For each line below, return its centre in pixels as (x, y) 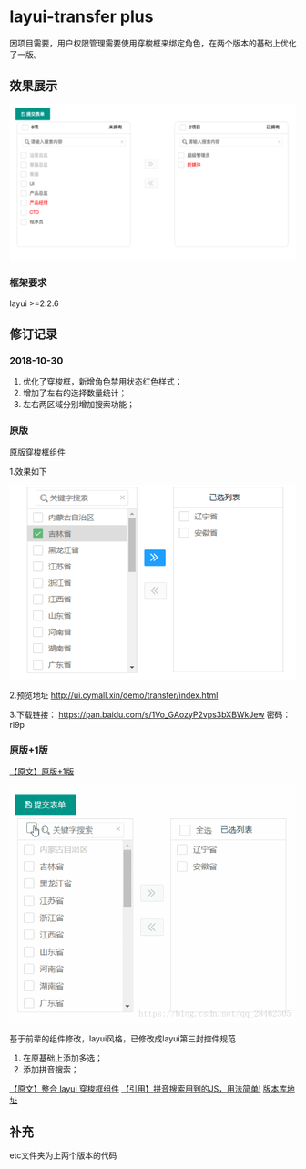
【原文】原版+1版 (42, 772)
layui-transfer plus (82, 17)
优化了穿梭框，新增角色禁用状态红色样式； (102, 382)
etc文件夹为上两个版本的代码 (63, 1155)
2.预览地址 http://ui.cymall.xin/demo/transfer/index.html (114, 695)
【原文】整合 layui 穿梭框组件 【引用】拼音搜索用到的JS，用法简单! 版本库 (148, 1089)
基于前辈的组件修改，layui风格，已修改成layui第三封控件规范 (123, 1039)
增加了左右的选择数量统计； (75, 393)
